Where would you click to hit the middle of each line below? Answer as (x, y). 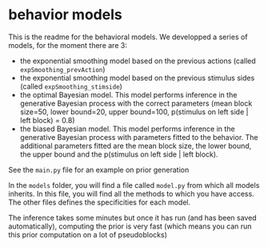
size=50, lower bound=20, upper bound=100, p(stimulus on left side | (134, 112)
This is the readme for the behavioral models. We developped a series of (128, 37)
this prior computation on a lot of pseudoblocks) (88, 234)
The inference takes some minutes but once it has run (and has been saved (133, 217)
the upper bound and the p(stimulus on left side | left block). (119, 154)
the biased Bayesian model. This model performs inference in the (127, 129)
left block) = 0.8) (47, 120)
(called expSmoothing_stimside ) (71, 86)
